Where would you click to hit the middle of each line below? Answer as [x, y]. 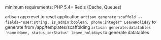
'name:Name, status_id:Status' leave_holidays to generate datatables [77, 32]
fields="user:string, [27, 22]
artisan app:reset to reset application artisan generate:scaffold [71, 17]
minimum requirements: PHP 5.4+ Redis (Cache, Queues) [63, 7]
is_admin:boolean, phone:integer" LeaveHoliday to [104, 22]
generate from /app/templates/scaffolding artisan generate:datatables [78, 27]
